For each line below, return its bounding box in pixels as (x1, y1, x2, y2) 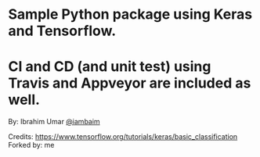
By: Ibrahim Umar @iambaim (8, 117, 100, 127)
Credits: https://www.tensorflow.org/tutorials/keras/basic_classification (8, 132, 238, 141)
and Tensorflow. (8, 22, 116, 40)
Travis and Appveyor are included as (8, 74, 251, 92)
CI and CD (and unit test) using (8, 58, 211, 76)
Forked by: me (8, 141, 55, 150)
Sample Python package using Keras (8, 5, 253, 23)
